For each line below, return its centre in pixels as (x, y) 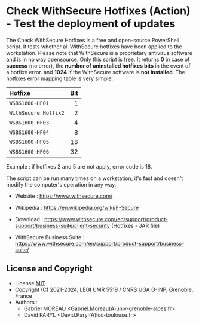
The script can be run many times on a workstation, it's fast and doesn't (95, 178)
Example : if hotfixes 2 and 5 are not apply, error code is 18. (79, 166)
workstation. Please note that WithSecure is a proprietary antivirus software (99, 53)
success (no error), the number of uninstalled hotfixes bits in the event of (98, 65)
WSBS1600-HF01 (29, 103)
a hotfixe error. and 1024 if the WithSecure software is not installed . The (96, 72)
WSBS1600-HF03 (29, 123)
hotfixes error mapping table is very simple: (60, 78)
